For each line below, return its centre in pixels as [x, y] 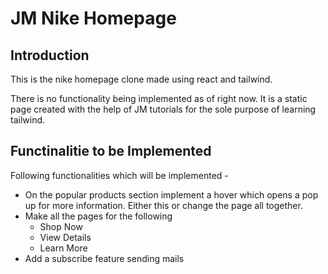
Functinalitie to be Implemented [111, 151]
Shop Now [61, 226]
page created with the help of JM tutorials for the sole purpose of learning [163, 109]
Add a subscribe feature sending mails [104, 258]
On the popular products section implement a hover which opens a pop [171, 194]
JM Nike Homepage [93, 18]
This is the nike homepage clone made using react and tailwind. [141, 79]
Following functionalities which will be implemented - [119, 175]
